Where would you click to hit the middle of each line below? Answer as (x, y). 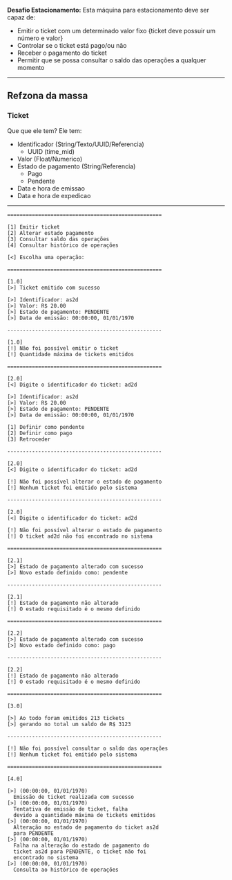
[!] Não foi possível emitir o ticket (63, 348)
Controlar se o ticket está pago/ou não (72, 45)
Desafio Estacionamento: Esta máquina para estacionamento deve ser (108, 10)
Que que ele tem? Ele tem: (45, 130)
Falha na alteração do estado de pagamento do (81, 845)
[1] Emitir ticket (33, 227)
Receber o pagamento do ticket (62, 53)
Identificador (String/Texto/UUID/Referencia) (81, 144)
